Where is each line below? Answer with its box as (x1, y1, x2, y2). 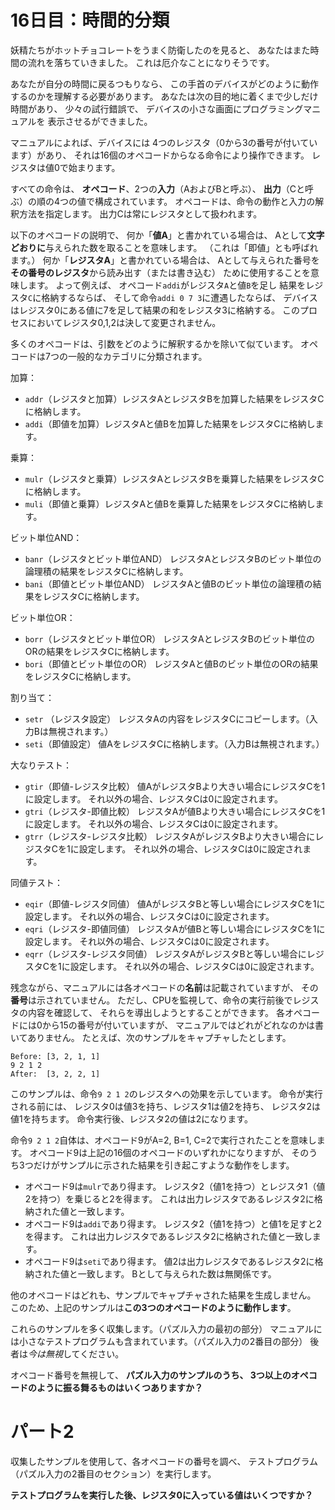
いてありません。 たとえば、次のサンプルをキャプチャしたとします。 (10, 1031, 292, 1043)
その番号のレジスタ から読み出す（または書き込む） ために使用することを (10, 266, 311, 278)
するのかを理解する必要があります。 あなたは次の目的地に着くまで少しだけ (10, 90, 319, 102)
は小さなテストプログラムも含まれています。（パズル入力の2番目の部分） (10, 1335, 308, 1347)
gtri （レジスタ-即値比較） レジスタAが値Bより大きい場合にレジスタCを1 (24, 805, 326, 817)
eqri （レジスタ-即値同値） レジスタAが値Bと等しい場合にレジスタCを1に (24, 922, 326, 935)
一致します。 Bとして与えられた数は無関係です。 (77, 1267, 277, 1280)
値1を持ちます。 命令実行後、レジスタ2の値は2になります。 (10, 1112, 253, 1125)
